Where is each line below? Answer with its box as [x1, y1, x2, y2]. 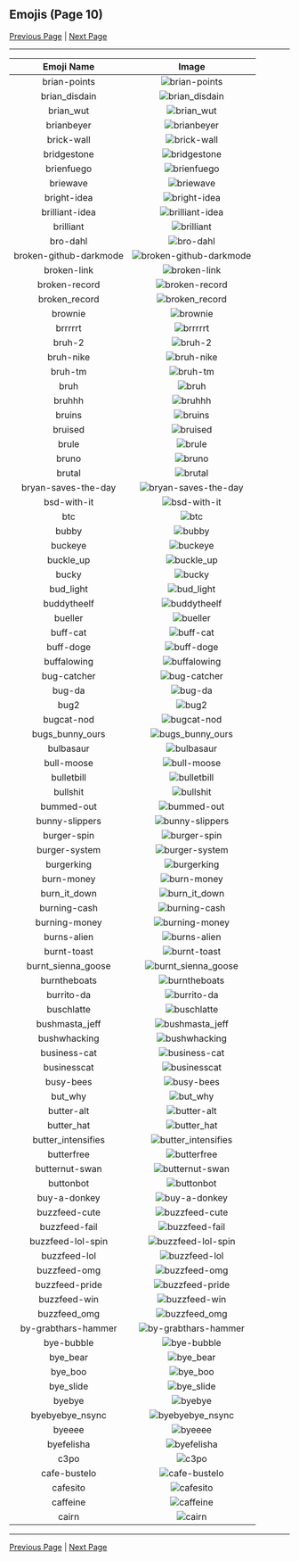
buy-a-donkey [36, 1191, 101, 1203]
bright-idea [44, 191, 93, 203]
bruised [53, 423, 85, 435]
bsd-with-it [43, 495, 94, 508]
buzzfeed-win [38, 1293, 100, 1305]
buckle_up [47, 553, 91, 566]
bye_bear [48, 1350, 89, 1363]
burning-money [35, 916, 102, 929]
